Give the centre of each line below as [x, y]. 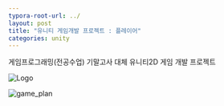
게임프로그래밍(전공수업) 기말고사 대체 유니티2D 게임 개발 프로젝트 [112, 62]
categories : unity [39, 38]
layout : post [30, 23]
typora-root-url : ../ [45, 16]
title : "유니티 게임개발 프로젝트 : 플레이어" [75, 31]
